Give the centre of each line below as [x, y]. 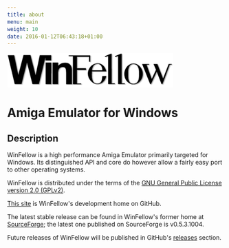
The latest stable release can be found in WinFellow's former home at [106, 217]
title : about [26, 14]
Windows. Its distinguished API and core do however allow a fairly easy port [115, 163]
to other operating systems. [46, 169]
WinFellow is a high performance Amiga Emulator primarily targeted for [108, 155]
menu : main [23, 22]
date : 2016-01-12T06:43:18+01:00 [55, 37]
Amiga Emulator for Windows [93, 113]
